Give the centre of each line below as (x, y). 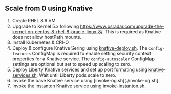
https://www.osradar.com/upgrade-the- (122, 26)
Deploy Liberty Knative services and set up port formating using (80, 69)
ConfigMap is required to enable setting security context (92, 53)
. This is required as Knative (132, 31)
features (22, 54)
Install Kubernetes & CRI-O (40, 42)
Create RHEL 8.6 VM (34, 20)
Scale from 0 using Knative (49, 8)
